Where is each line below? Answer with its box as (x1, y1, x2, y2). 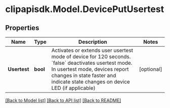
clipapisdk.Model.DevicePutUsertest (5, 4, 164, 15)
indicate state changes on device (51, 78, 130, 85)
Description (78, 39, 107, 45)
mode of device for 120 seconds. (51, 53, 131, 60)
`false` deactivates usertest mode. (51, 59, 133, 66)
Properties (5, 24, 39, 32)
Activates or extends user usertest (51, 47, 133, 54)
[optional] (139, 66, 162, 72)
